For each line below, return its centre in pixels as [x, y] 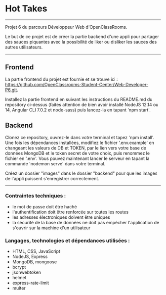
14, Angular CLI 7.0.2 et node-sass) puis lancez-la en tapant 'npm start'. [78, 110]
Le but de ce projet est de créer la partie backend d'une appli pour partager [82, 36]
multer [19, 288]
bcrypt [19, 267]
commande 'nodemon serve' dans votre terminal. [55, 163]
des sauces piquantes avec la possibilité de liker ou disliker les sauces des [81, 42]
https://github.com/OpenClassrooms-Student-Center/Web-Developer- [77, 84]
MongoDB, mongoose [35, 262]
